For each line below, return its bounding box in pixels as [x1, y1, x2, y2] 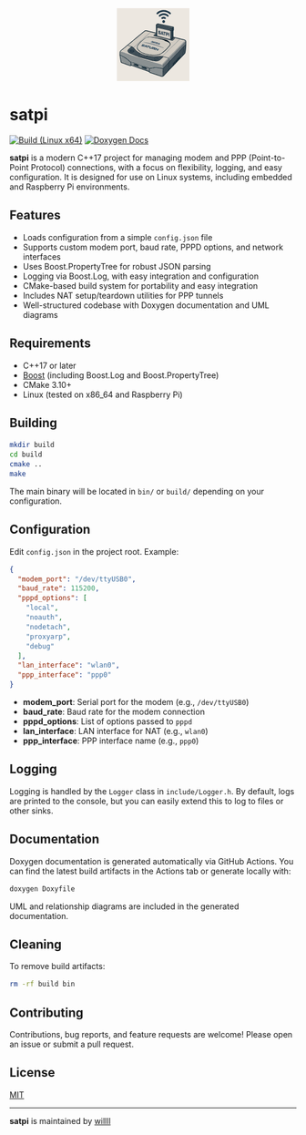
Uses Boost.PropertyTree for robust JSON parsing [22, 261, 211, 271]
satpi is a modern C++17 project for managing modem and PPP [9, 152, 248, 163]
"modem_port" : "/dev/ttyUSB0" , [17, 574, 137, 584]
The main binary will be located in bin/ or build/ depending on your [9, 486, 264, 496]
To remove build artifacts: [9, 961, 106, 972]
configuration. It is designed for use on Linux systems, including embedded [9, 171, 293, 182]
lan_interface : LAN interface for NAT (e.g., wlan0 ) [22, 726, 209, 737]
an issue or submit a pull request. [9, 1038, 135, 1050]
